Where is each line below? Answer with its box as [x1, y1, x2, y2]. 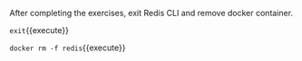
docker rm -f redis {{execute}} [9, 42, 126, 53]
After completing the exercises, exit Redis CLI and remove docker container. [9, 8, 293, 18]
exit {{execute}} [9, 25, 70, 35]
